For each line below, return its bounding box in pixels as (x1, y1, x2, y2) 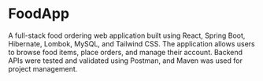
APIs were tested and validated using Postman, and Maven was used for (8, 56, 243, 65)
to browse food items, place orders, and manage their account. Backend (8, 47, 243, 57)
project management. (8, 64, 78, 73)
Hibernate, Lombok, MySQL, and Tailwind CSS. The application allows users (8, 39, 255, 48)
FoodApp (8, 5, 69, 23)
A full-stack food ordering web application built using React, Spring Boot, (8, 31, 246, 40)
